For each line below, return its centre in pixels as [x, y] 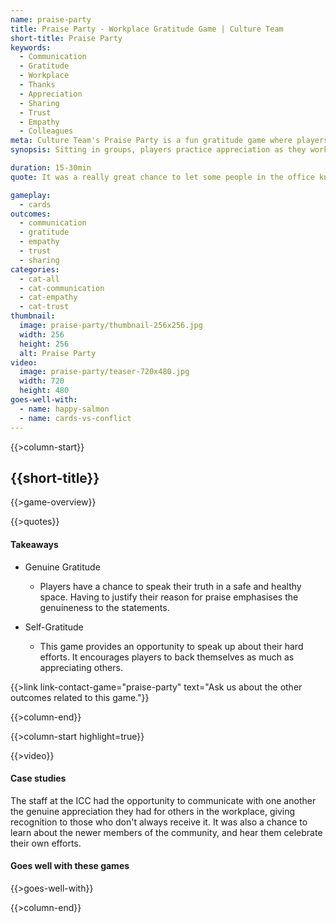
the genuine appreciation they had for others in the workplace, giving [153, 811]
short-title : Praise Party [66, 38]
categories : [35, 269]
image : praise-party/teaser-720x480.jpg [104, 372]
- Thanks [37, 85]
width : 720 [42, 381]
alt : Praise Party [58, 353]
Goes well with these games [70, 866]
